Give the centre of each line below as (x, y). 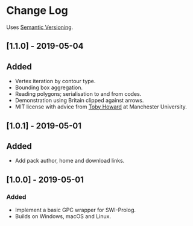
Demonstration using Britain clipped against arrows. (79, 101)
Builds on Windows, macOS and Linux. (63, 216)
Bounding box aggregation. (49, 87)
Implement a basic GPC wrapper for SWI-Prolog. (75, 210)
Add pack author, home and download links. (70, 161)
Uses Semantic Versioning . (40, 27)
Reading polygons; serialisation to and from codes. (78, 94)
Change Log (37, 11)
